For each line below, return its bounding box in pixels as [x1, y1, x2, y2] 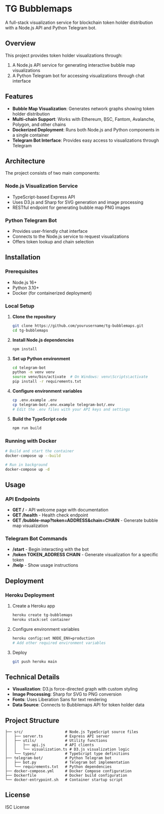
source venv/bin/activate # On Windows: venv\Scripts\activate [12, 374, 148, 380]
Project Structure [5, 716, 59, 724]
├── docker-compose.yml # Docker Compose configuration [5, 769, 132, 774]
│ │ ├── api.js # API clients [5, 742, 94, 748]
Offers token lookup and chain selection [12, 238, 94, 244]
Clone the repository [12, 313, 56, 319]
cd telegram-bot [12, 365, 46, 370]
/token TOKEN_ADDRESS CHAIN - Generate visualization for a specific [12, 552, 159, 558]
